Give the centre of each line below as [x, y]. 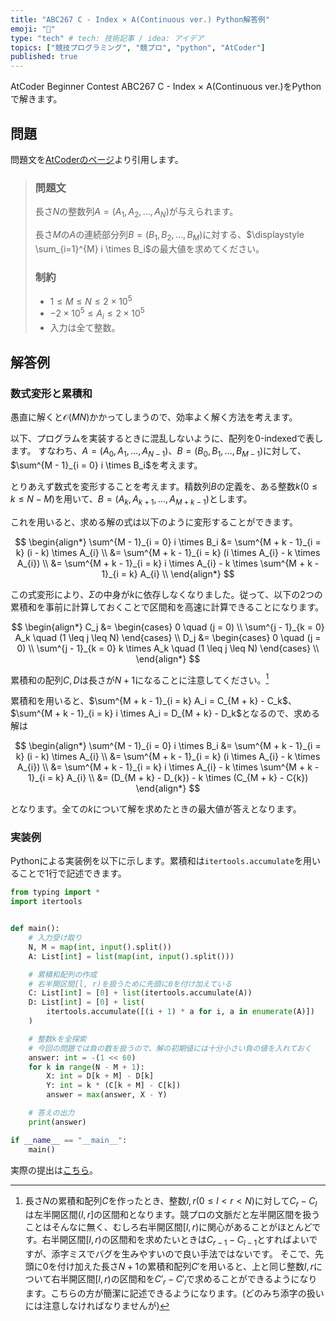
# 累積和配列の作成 [63, 974]
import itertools [46, 902]
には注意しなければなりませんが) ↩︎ [97, 1305]
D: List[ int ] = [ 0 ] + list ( [86, 1002]
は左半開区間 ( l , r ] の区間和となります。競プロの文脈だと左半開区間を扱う [172, 1215]
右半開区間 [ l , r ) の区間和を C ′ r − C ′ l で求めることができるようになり [184, 1280]
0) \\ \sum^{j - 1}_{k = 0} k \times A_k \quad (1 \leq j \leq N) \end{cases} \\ [168, 648]
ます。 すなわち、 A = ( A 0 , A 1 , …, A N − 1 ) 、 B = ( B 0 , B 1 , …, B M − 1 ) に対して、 [158, 451]
